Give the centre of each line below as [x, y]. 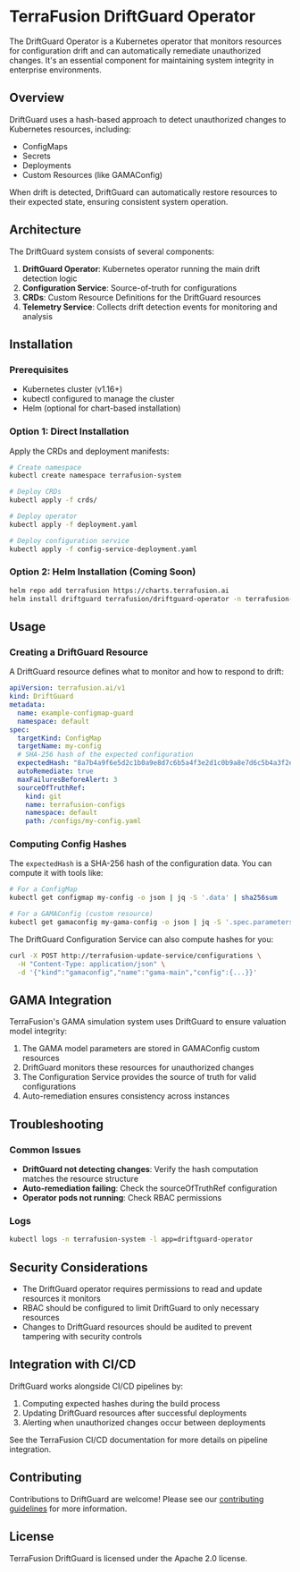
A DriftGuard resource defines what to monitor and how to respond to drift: [146, 672]
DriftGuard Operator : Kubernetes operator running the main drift [141, 268]
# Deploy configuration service [69, 540]
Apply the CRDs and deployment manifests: [89, 451]
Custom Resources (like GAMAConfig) [92, 174]
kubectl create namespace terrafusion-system [95, 476]
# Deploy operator [43, 516]
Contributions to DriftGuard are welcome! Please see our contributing [137, 1499]
